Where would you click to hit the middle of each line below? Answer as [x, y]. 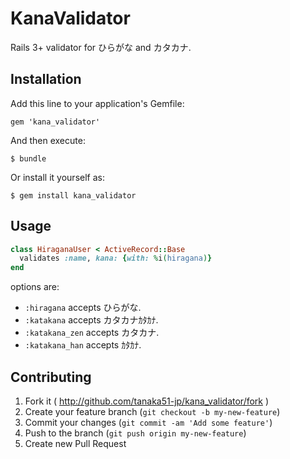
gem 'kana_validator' [55, 122]
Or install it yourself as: [57, 177]
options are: [35, 287]
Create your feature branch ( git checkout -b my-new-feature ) [152, 411]
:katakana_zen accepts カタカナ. [92, 333]
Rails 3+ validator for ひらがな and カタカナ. [101, 47]
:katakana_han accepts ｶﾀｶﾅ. [83, 345]
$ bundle [28, 158]
